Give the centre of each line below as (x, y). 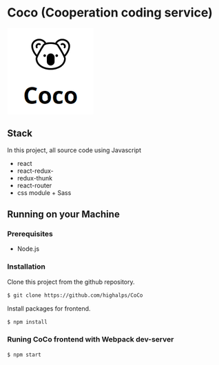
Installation (27, 267)
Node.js (28, 249)
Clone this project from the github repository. (71, 282)
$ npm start (24, 355)
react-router (34, 185)
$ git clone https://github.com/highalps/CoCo (75, 295)
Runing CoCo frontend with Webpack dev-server (91, 340)
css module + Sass (44, 192)
